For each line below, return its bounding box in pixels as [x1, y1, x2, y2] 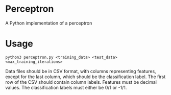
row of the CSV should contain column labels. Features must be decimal [5, 79, 157, 85]
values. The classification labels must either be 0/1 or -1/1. [5, 84, 127, 90]
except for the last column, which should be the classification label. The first [5, 74, 166, 80]
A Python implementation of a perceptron [5, 20, 92, 26]
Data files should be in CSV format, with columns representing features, [5, 68, 157, 74]
